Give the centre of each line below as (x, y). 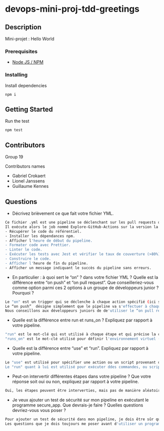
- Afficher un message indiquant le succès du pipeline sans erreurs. (78, 268)
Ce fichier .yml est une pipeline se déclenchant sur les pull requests (81, 223)
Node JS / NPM (28, 62)
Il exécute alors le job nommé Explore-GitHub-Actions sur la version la (82, 227)
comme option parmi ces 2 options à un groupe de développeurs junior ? (85, 288)
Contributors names (25, 166)
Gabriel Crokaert (29, 176)
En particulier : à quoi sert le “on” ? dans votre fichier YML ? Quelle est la (85, 277)
